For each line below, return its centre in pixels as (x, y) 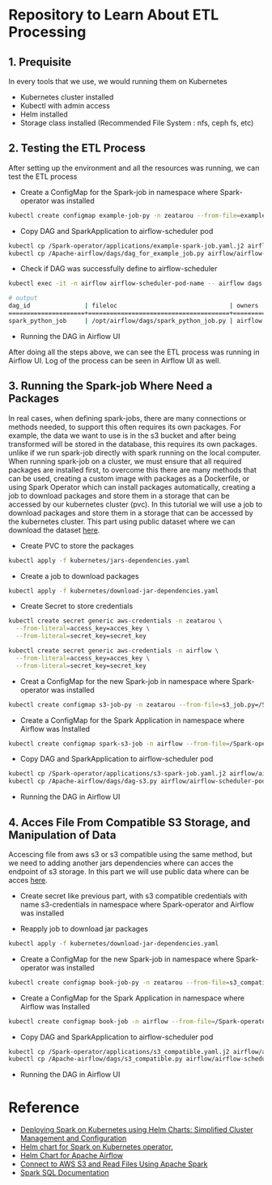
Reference (44, 1107)
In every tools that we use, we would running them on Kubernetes (118, 81)
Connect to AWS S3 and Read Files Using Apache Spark (114, 1164)
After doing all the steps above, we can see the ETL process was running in (134, 352)
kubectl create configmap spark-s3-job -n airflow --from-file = (119, 743)
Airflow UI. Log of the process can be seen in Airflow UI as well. (115, 360)
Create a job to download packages (79, 576)
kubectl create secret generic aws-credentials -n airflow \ (114, 651)
